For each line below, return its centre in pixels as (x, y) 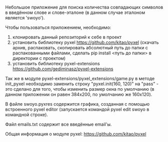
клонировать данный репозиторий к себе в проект (67, 37)
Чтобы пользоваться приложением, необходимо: (58, 27)
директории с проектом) (39, 58)
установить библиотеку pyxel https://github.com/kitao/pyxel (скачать (86, 42)
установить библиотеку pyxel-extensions (56, 64)
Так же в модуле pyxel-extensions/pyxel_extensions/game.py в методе (80, 78)
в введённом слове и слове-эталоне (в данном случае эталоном (75, 12)
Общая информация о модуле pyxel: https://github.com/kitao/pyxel (76, 134)
